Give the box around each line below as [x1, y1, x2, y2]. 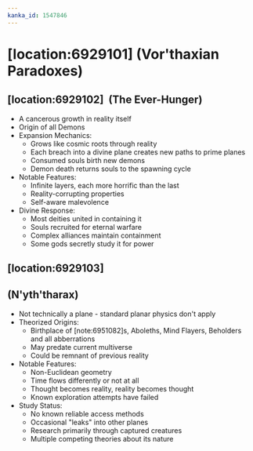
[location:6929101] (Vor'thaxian [7, 45, 220, 63]
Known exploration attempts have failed [30, 392, 159, 402]
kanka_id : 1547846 [7, 11, 67, 20]
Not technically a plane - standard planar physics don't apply [18, 309, 216, 318]
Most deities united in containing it [30, 213, 142, 224]
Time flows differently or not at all [30, 376, 139, 385]
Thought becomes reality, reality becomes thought [30, 384, 194, 393]
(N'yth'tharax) [7, 288, 79, 302]
